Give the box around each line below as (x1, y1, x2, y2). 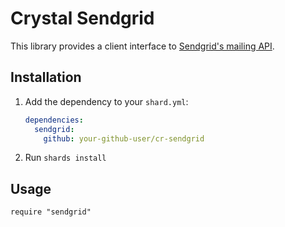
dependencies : (24, 115, 84, 125)
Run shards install (24, 152, 107, 164)
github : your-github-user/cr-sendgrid (43, 133, 205, 144)
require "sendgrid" (10, 207, 92, 217)
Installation (10, 69, 82, 86)
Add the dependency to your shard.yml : (24, 95, 189, 107)
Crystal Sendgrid (10, 7, 155, 30)
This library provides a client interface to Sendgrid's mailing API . (10, 40, 275, 52)
